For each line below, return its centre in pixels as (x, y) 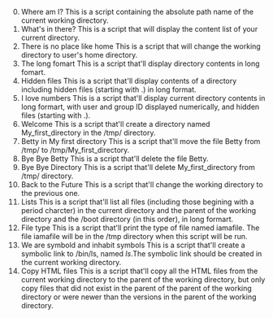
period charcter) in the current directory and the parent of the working (139, 210)
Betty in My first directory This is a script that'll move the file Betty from (141, 141)
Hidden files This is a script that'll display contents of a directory (129, 81)
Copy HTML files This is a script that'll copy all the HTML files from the (139, 271)
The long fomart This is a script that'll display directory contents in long (140, 63)
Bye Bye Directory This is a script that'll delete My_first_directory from (138, 167)
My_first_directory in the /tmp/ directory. (88, 133)
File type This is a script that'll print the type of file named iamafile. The (140, 228)
